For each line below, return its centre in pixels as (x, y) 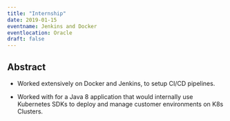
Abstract (27, 67)
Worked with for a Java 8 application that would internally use (105, 96)
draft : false (26, 39)
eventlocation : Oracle (40, 33)
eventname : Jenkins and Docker (52, 26)
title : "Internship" (37, 13)
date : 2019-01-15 (32, 20)
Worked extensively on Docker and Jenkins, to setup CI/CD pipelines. (116, 83)
